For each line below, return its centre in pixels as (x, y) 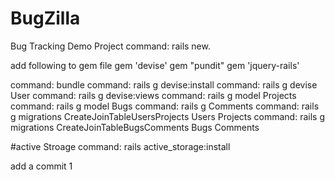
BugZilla (45, 18)
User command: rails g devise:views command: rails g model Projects (153, 95)
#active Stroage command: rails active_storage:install (120, 146)
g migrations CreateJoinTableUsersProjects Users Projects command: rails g (167, 116)
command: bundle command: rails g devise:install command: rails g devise (164, 84)
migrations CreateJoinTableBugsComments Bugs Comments (135, 127)
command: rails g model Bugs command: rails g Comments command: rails (165, 106)
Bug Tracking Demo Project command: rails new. (110, 46)
